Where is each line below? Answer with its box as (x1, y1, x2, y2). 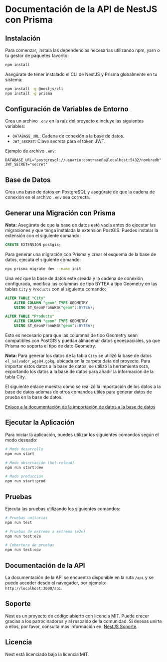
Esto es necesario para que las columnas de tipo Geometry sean (5, 332, 138, 338)
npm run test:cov (5, 547, 41, 552)
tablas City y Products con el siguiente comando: (5, 286, 106, 292)
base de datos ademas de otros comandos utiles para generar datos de (5, 389, 152, 395)
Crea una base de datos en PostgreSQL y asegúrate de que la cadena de (5, 189, 155, 195)
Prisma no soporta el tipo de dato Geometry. (5, 343, 96, 349)
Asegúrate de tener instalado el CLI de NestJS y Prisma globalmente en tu (5, 71, 158, 77)
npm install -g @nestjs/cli (5, 86, 64, 91)
